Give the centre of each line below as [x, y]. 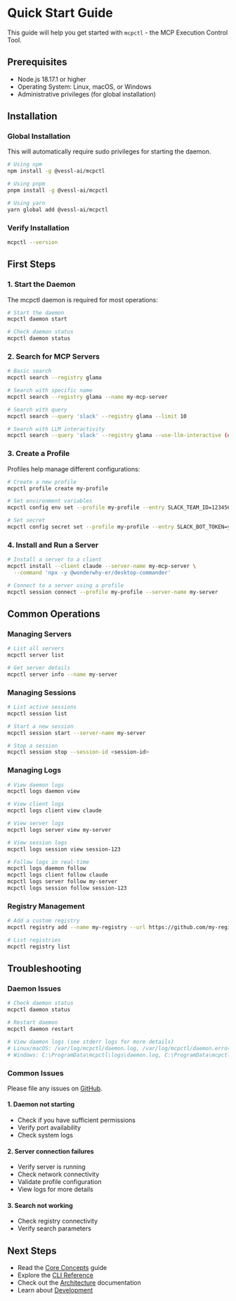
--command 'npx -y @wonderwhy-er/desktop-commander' [92, 572]
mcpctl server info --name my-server [63, 674]
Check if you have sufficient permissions [76, 1120]
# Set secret [26, 520]
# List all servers [36, 649]
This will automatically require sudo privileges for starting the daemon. [109, 152]
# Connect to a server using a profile [66, 585]
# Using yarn [26, 203]
